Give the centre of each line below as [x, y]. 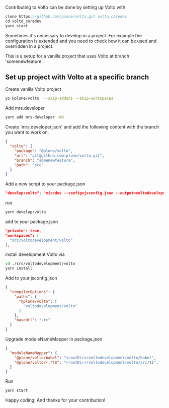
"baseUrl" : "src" [32, 320]
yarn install [19, 268]
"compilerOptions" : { [32, 292]
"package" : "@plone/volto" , [44, 151]
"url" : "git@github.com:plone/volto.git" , [59, 156]
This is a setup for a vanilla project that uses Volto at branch [67, 56]
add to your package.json [32, 222]
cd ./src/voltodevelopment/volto [40, 264]
